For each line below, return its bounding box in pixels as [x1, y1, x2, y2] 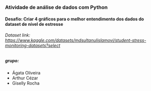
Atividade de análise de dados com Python [5, 4, 108, 11]
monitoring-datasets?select [5, 43, 61, 49]
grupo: [5, 57, 19, 63]
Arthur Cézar [12, 75, 38, 81]
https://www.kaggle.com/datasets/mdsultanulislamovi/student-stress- [5, 37, 147, 43]
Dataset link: [5, 32, 31, 38]
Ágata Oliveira [12, 70, 41, 76]
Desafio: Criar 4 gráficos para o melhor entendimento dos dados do [5, 16, 144, 22]
